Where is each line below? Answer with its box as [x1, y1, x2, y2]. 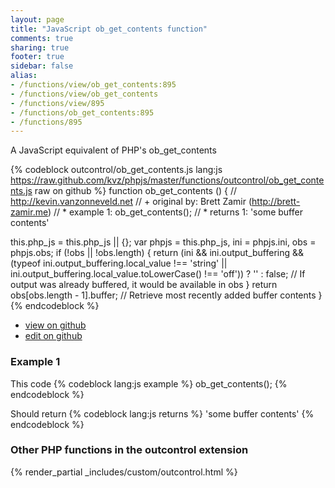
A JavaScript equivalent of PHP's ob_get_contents [10, 144, 217, 156]
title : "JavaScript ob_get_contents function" [10, 24, 208, 34]
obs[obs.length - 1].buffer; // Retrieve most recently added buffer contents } [10, 289, 323, 301]
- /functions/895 [10, 117, 83, 127]
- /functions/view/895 [10, 98, 105, 108]
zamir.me [10, 206, 48, 218]
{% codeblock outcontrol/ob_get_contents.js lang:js [10, 164, 223, 176]
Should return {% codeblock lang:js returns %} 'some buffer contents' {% [10, 407, 315, 420]
